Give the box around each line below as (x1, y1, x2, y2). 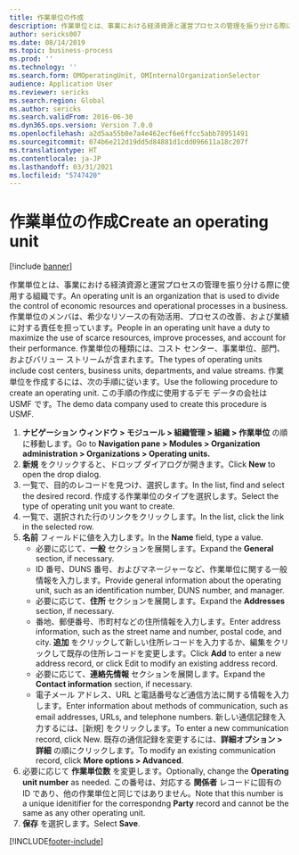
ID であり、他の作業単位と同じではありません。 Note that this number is (21, 788, 284, 799)
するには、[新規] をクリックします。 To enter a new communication (43, 723, 289, 734)
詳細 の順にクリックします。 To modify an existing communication (35, 745, 276, 756)
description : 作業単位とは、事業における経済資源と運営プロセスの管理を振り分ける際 (9, 21, 287, 30)
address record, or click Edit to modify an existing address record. (35, 658, 279, 669)
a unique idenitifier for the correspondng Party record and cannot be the (21, 798, 289, 809)
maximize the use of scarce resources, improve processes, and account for (9, 332, 287, 344)
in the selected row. (21, 521, 95, 532)
